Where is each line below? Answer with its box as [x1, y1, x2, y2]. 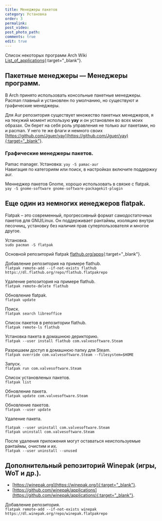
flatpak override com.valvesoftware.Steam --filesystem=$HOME [5, 352, 134, 357]
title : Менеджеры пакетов [5, 7, 57, 12]
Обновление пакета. [5, 388, 48, 394]
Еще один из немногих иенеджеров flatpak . [5, 200, 145, 208]
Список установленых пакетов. [5, 374, 71, 381]
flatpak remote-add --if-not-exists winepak [5, 507, 97, 512]
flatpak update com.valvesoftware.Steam [5, 393, 89, 398]
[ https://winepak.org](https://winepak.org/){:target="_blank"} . [12, 482, 137, 488]
